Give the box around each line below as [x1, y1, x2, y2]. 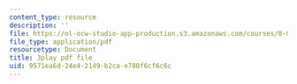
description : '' [9, 21, 69, 30]
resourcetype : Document [9, 45, 97, 54]
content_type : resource [9, 12, 97, 22]
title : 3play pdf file [9, 53, 93, 62]
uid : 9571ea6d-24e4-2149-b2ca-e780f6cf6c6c [9, 62, 172, 71]
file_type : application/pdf [9, 37, 113, 46]
